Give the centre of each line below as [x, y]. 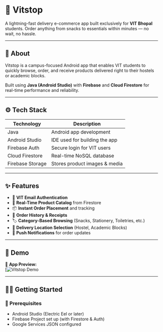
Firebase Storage [27, 163]
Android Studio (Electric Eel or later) [48, 314]
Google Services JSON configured [47, 324]
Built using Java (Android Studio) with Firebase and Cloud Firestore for [77, 85]
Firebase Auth [24, 148]
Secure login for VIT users [81, 148]
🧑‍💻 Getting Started [34, 289]
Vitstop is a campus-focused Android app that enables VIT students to [75, 65]
